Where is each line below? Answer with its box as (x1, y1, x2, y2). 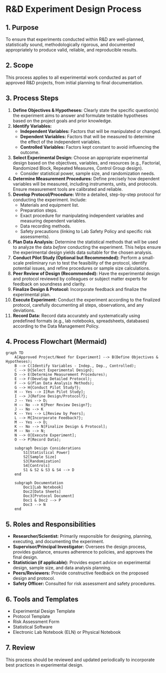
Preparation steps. (20, 207, 58, 213)
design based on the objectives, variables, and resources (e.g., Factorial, (12, 160, 161, 166)
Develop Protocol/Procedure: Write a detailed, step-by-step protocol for (12, 191, 161, 197)
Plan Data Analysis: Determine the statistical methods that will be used (12, 239, 158, 245)
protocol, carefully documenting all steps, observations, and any (12, 302, 144, 308)
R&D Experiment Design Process (5, 3, 142, 15)
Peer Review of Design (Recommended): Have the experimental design (12, 270, 160, 276)
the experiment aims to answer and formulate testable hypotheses (12, 112, 148, 118)
